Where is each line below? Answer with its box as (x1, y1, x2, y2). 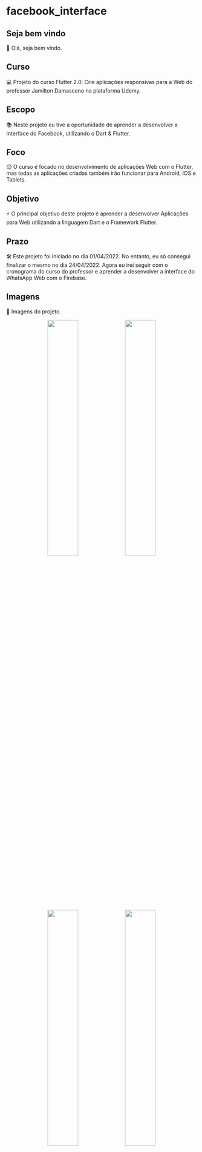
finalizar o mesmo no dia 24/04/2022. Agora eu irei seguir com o (6, 261, 168, 269)
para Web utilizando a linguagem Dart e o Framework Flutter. (6, 219, 158, 226)
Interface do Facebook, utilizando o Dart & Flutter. (6, 129, 131, 137)
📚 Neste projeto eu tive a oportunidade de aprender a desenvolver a (6, 121, 178, 128)
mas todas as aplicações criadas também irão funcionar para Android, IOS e (6, 169, 197, 177)
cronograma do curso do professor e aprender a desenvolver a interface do (6, 268, 195, 275)
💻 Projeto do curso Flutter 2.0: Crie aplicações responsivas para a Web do (6, 78, 193, 85)
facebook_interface (6, 4, 107, 18)
